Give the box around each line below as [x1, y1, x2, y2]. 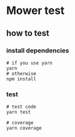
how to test [6, 28, 50, 38]
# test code [6, 104, 36, 110]
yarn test [6, 109, 31, 116]
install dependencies [6, 46, 70, 55]
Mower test [6, 4, 65, 18]
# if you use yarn [6, 60, 53, 66]
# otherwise [6, 71, 36, 77]
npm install [6, 76, 36, 82]
